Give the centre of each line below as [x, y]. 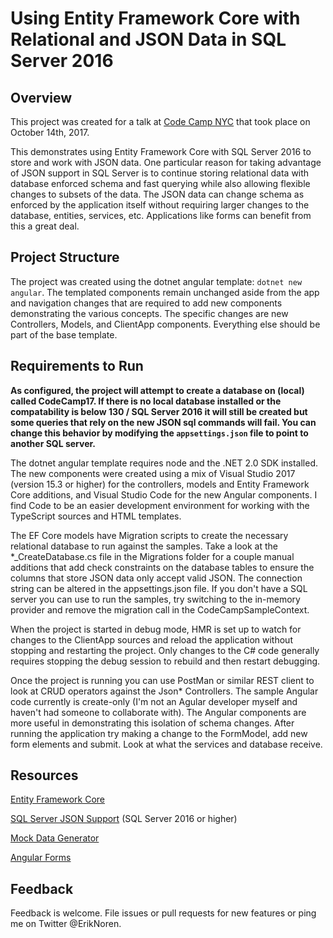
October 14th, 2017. [50, 132]
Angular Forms [41, 858]
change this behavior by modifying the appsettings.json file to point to [159, 433]
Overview [41, 97]
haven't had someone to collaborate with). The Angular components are [158, 712]
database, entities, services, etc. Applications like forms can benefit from [161, 215]
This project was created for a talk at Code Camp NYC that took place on [160, 121]
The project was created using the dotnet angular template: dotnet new [156, 281]
